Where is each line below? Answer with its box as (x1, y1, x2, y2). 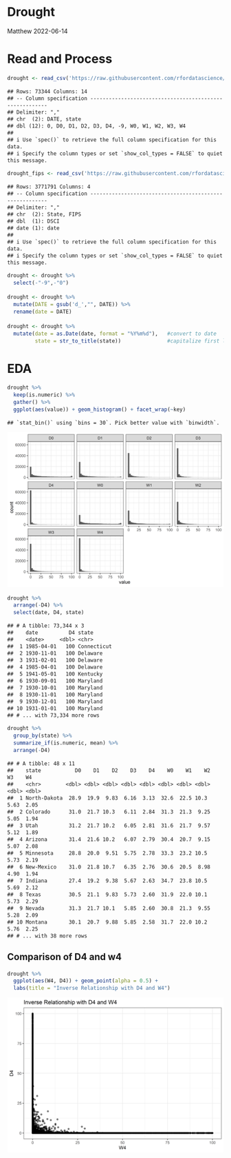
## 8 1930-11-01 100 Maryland (7, 691, 103, 698)
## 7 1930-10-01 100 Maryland (7, 684, 103, 691)
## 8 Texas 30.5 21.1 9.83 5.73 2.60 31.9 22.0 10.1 (7, 891, 208, 898)
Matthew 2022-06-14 (7, 27, 68, 35)
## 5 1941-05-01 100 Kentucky (7, 671, 103, 678)
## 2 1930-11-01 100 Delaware (7, 650, 103, 657)
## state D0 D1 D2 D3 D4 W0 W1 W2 (7, 766, 211, 774)
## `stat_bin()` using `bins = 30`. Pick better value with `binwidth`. (7, 419, 220, 426)
